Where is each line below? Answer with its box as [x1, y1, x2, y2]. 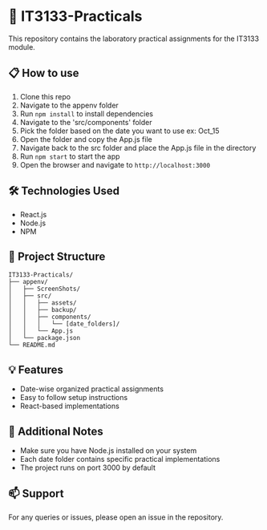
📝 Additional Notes [8, 424, 103, 438]
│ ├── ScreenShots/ [8, 285, 81, 293]
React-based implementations [19, 401, 120, 411]
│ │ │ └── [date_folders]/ [8, 320, 120, 328]
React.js [19, 209, 47, 219]
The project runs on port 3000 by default [19, 463, 156, 472]
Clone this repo [19, 91, 71, 101]
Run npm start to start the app [19, 152, 120, 161]
